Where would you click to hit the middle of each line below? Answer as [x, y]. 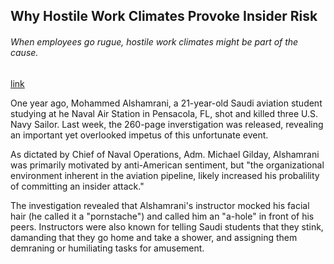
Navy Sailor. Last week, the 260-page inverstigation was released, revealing [167, 124]
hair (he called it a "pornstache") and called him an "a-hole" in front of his [162, 216]
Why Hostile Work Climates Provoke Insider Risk [164, 16]
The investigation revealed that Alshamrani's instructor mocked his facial [160, 205]
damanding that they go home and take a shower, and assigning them [154, 237]
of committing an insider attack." [77, 186]
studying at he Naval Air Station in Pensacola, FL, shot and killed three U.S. [164, 113]
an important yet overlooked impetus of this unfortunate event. [139, 135]
